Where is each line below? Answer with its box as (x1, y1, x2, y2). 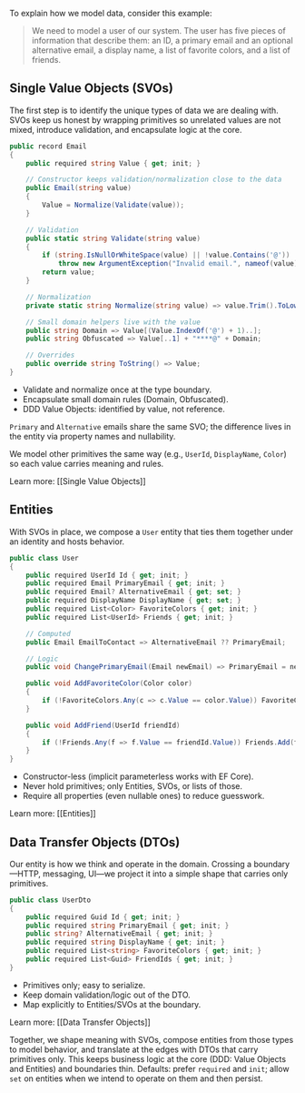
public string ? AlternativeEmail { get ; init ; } (25, 929, 213, 938)
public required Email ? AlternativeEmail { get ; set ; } (25, 587, 242, 597)
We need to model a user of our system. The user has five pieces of (31, 25, 286, 35)
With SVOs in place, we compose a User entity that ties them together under (9, 526, 293, 537)
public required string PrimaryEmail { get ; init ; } (25, 921, 230, 930)
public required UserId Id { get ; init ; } (25, 571, 189, 580)
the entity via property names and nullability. (9, 430, 176, 441)
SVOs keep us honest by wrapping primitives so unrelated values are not (9, 114, 281, 126)
